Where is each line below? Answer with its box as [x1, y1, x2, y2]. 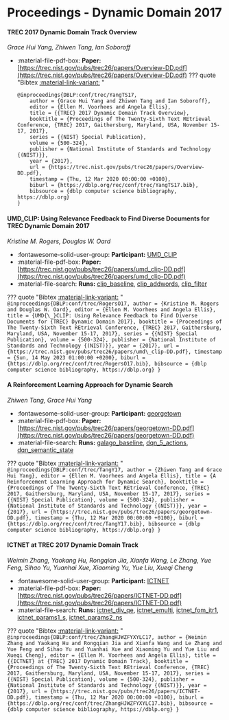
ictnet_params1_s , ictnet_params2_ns [16, 614, 123, 621]
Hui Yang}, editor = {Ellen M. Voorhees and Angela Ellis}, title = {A [7, 472, 216, 479]
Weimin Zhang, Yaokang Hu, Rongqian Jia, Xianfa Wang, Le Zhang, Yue [7, 556, 211, 564]
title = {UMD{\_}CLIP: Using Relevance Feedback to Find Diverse [7, 312, 197, 319]
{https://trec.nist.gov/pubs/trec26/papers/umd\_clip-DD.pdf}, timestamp [7, 348, 223, 355]
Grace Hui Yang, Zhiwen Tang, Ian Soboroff [7, 43, 131, 52]
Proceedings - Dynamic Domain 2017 [7, 5, 223, 21]
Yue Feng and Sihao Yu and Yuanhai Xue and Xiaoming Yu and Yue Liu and [7, 646, 219, 653]
